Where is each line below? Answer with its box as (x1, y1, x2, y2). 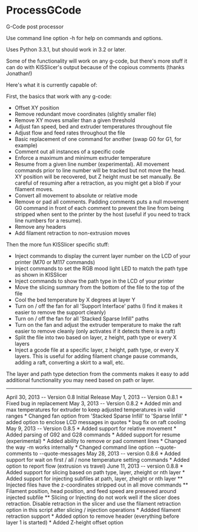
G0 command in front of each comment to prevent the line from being (14, 204, 184, 211)
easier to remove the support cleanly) (14, 308, 106, 316)
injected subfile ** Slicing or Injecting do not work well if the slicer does (6, 494, 180, 501)
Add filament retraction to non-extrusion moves (14, 229, 131, 237)
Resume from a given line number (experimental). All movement (14, 160, 170, 168)
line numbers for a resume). (14, 216, 82, 224)
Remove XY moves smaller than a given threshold (14, 116, 136, 124)
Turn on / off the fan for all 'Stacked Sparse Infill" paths (14, 315, 149, 322)
